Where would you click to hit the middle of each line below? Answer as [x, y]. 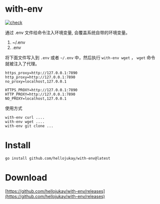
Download [26, 178]
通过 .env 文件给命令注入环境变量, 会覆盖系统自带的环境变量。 [68, 32]
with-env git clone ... [29, 126]
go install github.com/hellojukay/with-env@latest [58, 158]
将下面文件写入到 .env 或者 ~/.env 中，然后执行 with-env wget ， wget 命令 [80, 58]
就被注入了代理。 [22, 63]
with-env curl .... [25, 117]
